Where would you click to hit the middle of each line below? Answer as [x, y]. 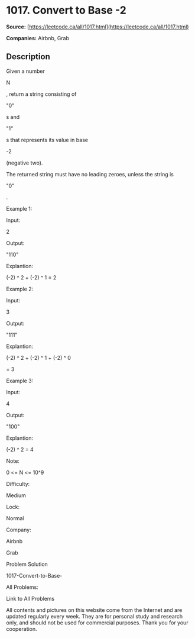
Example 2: [20, 289]
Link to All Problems [30, 598]
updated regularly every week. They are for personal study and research [95, 616]
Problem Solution [27, 564]
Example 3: [20, 381]
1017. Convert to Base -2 [66, 10]
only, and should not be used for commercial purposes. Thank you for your [97, 623]
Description [28, 57]
